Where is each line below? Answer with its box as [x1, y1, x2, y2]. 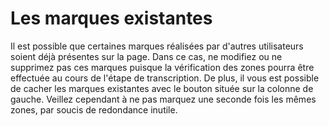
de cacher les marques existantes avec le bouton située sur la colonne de [10, 82, 314, 94]
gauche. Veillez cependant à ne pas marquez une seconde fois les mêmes [10, 93, 317, 105]
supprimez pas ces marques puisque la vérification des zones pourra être [10, 61, 315, 73]
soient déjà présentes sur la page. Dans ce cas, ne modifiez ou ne [10, 50, 283, 62]
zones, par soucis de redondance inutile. [10, 103, 178, 116]
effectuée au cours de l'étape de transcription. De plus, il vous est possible [10, 72, 320, 84]
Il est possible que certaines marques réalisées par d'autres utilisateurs [10, 40, 304, 52]
